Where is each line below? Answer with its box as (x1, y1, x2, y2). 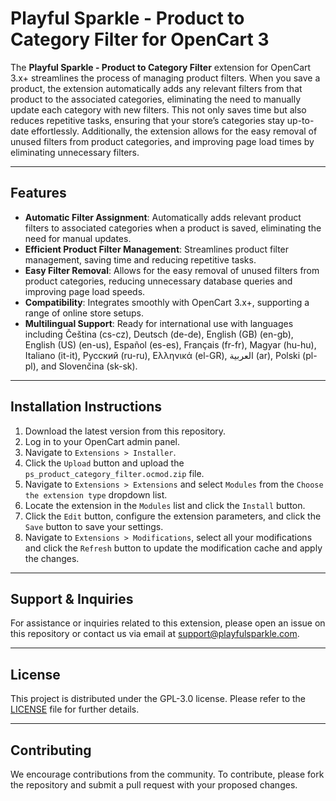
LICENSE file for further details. (10, 703, 140, 716)
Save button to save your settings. (24, 520, 164, 532)
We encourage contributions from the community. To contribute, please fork (10, 768, 325, 780)
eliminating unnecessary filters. (10, 146, 140, 158)
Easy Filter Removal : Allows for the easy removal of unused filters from (24, 264, 320, 276)
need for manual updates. (24, 232, 132, 244)
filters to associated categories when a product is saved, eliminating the (24, 222, 322, 234)
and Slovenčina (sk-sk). (40, 360, 138, 372)
